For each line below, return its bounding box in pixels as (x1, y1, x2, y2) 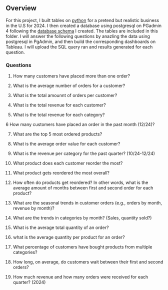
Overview (5, 4, 37, 12)
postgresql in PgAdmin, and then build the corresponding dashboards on (5, 38, 156, 44)
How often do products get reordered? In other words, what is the (12, 179, 148, 185)
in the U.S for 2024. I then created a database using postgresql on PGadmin (5, 22, 162, 28)
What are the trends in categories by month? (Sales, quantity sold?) (12, 215, 152, 221)
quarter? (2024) (12, 279, 46, 285)
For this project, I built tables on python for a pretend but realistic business (5, 17, 159, 23)
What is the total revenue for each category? (12, 112, 105, 118)
